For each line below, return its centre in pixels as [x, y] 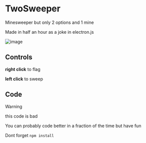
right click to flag [23, 69]
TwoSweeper [33, 9]
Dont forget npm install [30, 135]
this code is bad [22, 116]
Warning [14, 106]
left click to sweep [24, 79]
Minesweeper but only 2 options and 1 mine [49, 22]
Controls [19, 57]
